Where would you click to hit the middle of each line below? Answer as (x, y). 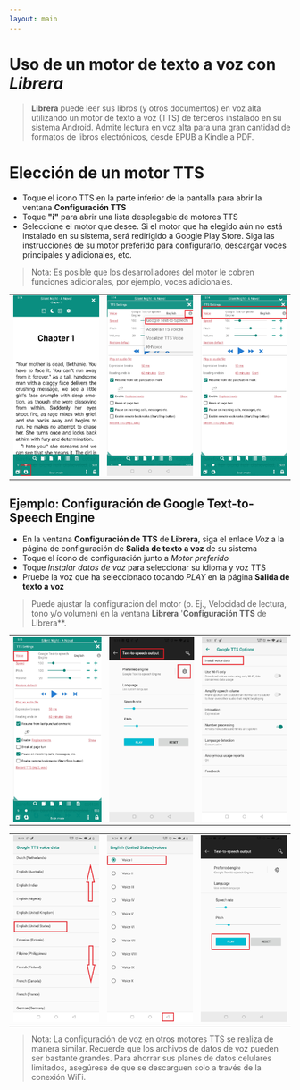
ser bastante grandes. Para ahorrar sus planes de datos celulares (151, 1058)
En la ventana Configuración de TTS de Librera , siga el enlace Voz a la (153, 539)
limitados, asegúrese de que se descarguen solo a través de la (146, 1067)
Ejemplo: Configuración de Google (107, 503)
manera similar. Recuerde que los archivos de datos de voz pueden (154, 1048)
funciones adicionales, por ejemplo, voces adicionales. (132, 281)
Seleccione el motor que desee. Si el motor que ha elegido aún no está (152, 226)
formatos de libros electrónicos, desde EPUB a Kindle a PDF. (142, 136)
